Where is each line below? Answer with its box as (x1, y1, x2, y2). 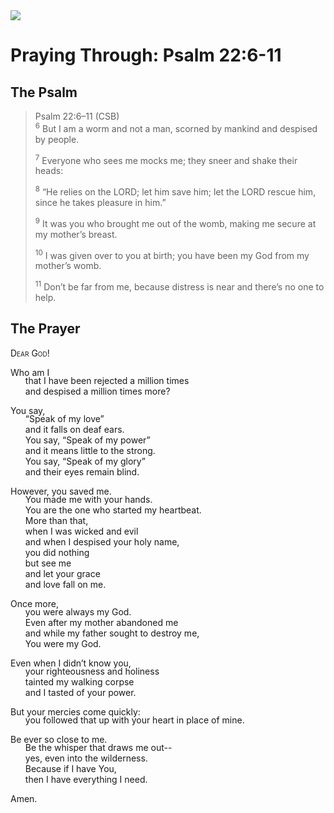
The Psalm (10, 84, 78, 101)
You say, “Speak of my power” (24, 434, 151, 446)
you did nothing (24, 546, 90, 558)
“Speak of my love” (24, 412, 105, 424)
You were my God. (24, 637, 102, 649)
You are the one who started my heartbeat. (24, 504, 202, 516)
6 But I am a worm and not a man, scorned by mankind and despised (34, 121, 318, 134)
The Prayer (10, 320, 81, 338)
